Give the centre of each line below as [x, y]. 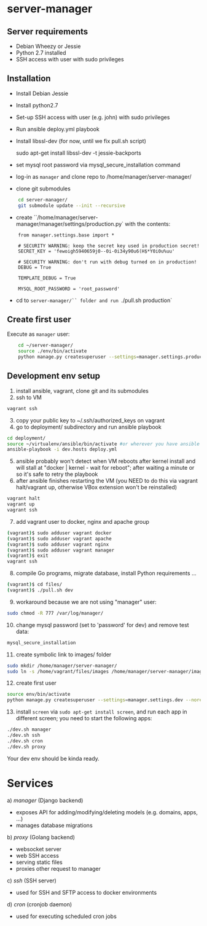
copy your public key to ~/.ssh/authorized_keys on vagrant [90, 420]
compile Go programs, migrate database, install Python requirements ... [106, 574]
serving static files [39, 862]
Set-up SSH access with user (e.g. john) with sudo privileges [93, 117]
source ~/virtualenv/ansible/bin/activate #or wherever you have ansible [103, 444]
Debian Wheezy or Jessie [48, 46]
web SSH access [37, 855]
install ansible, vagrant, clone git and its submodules [82, 391]
